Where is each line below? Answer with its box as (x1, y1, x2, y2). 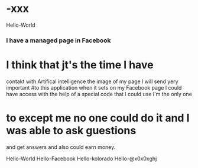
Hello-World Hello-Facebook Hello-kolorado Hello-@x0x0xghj (6, 155, 157, 162)
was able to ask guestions (6, 123, 137, 137)
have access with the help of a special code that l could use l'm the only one (6, 90, 192, 97)
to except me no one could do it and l (6, 111, 190, 125)
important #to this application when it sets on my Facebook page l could (6, 84, 182, 91)
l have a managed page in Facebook (6, 36, 111, 45)
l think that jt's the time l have (6, 58, 154, 72)
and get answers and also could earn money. (6, 143, 116, 150)
